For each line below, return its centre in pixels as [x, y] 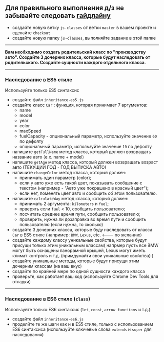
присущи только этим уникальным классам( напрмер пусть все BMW [85, 245]
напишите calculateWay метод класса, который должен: [70, 199]
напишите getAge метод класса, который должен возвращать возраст [85, 162]
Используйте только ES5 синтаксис [42, 91]
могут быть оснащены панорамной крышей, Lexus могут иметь [79, 251]
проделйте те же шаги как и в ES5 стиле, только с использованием [82, 324]
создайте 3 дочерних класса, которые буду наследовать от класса [82, 230]
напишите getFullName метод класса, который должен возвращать [82, 152]
